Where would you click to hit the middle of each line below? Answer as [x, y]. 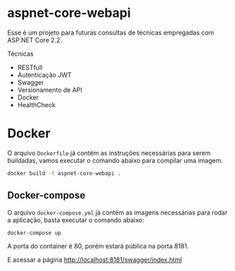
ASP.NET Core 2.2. [34, 40]
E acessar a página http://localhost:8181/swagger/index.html [95, 260]
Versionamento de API [50, 90]
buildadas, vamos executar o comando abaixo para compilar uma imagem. [115, 160]
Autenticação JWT [44, 75]
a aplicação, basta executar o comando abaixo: [76, 219]
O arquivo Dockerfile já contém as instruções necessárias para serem [109, 152]
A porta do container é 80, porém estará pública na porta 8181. [98, 246]
